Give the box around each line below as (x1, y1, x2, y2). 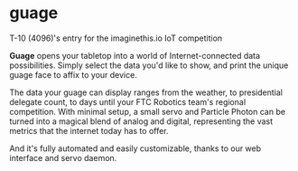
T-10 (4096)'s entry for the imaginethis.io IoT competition (9, 33, 223, 43)
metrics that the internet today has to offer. (9, 125, 169, 136)
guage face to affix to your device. (9, 69, 137, 80)
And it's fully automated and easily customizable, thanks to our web (9, 143, 262, 154)
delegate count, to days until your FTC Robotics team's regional (9, 96, 247, 107)
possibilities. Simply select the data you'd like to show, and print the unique (9, 60, 289, 71)
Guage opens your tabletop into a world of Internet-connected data (9, 50, 260, 61)
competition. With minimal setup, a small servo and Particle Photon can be (9, 106, 286, 117)
